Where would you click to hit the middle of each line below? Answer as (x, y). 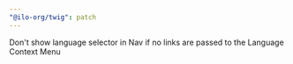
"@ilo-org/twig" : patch (53, 17)
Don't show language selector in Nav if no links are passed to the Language (146, 42)
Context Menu (35, 51)
